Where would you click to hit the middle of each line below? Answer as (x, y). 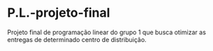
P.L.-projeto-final (59, 13)
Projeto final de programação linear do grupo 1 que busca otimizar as (106, 32)
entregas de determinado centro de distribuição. (77, 39)
